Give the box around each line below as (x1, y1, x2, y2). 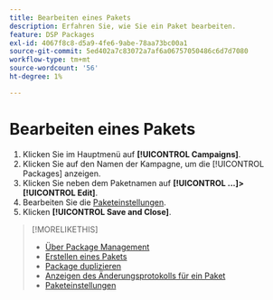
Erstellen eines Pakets (44, 250, 127, 262)
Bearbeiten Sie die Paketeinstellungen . (22, 196, 167, 208)
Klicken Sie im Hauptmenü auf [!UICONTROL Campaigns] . (22, 148, 241, 159)
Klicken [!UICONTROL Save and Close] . (22, 206, 172, 217)
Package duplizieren (44, 260, 122, 271)
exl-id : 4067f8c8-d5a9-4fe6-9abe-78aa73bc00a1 (9, 38, 188, 48)
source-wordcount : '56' (9, 64, 99, 73)
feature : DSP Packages (9, 30, 95, 39)
